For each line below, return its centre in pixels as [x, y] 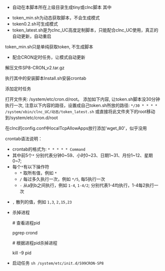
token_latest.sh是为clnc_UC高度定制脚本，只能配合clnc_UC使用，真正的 [85, 30]
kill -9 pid [22, 253]
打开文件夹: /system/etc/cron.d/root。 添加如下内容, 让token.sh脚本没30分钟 [82, 99]
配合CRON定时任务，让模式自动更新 [49, 57]
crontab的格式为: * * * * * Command [49, 149]
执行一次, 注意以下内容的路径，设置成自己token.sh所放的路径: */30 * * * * [81, 105]
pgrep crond [25, 233]
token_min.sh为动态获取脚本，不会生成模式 [56, 18]
